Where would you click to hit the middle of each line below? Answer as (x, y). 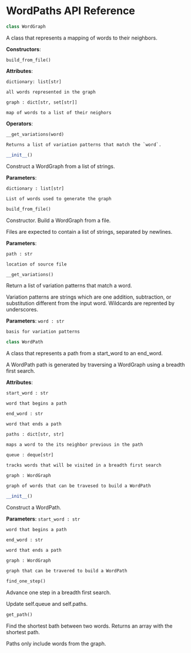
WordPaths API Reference (71, 11)
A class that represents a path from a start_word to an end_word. (85, 353)
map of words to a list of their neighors (59, 112)
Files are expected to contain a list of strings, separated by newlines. (89, 231)
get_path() (19, 615)
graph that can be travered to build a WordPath (67, 571)
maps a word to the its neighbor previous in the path (75, 445)
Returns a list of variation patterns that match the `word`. (84, 145)
